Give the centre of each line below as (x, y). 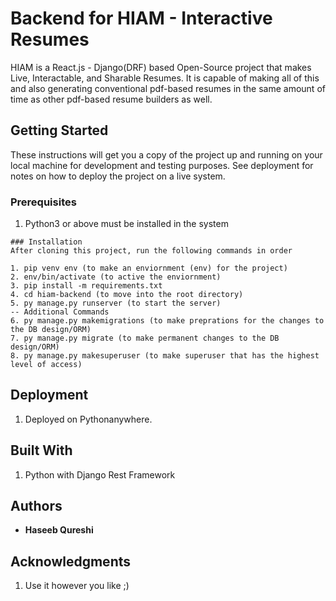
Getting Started (59, 130)
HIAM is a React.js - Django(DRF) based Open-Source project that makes (161, 67)
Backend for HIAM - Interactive (141, 18)
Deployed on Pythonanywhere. (88, 419)
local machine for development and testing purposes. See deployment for (162, 165)
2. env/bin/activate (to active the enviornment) (116, 277)
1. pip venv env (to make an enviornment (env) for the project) (149, 268)
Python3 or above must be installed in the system (126, 224)
